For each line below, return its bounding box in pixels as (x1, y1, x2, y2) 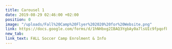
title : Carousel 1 (5, 7, 45, 13)
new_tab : (5, 31, 24, 36)
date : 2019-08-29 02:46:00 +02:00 (5, 12, 79, 17)
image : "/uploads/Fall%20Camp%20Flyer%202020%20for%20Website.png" (5, 21, 153, 27)
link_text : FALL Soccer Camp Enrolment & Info (5, 36, 106, 41)
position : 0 (5, 17, 31, 22)
